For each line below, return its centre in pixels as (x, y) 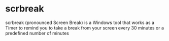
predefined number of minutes (37, 33)
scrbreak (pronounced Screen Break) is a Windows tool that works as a (80, 22)
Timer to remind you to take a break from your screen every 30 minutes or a (84, 27)
